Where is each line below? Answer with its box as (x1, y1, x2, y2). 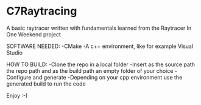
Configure (6, 73, 32, 81)
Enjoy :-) (6, 92, 28, 99)
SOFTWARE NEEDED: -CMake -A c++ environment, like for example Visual (6, 42, 194, 50)
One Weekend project (6, 30, 61, 38)
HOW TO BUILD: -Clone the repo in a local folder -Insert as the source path (6, 61, 196, 68)
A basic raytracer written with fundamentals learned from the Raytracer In (6, 24, 192, 32)
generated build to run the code (6, 80, 86, 87)
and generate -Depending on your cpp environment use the (32, 73, 183, 81)
